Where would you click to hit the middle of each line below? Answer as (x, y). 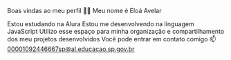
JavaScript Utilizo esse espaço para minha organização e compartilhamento (116, 31)
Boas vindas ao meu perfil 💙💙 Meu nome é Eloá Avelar (84, 11)
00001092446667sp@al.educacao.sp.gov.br (71, 49)
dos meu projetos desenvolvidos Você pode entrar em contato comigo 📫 (112, 39)
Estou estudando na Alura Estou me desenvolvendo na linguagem (101, 24)
